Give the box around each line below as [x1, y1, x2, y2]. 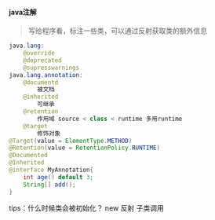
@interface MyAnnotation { [9, 166, 93, 174]
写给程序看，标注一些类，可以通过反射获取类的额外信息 [27, 26, 207, 35]
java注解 [9, 7, 38, 16]
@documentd [23, 79, 59, 86]
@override [23, 49, 56, 57]
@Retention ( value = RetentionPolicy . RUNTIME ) [9, 144, 160, 152]
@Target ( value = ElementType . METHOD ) [9, 137, 133, 145]
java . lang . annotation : [9, 71, 83, 79]
